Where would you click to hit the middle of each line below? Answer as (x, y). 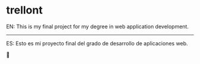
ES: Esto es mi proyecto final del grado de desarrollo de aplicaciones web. (97, 43)
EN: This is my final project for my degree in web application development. (98, 26)
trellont (24, 10)
